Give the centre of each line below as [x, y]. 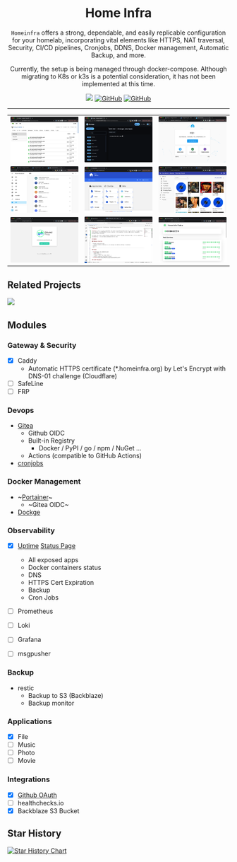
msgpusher [34, 654]
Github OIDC [46, 433]
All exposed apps [53, 560]
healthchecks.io [41, 803]
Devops [21, 410]
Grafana [29, 640]
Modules [27, 325]
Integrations [29, 779]
